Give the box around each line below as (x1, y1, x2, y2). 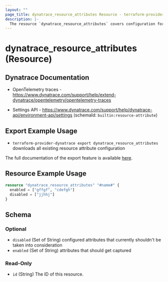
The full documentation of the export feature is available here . (5, 155, 132, 161)
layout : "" (5, 7, 28, 12)
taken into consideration (12, 242, 62, 248)
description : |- (5, 16, 39, 21)
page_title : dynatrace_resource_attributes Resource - (5, 12, 122, 17)
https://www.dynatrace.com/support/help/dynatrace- (42, 107, 152, 113)
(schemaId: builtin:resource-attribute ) (73, 112, 158, 118)
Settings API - (12, 107, 41, 113)
